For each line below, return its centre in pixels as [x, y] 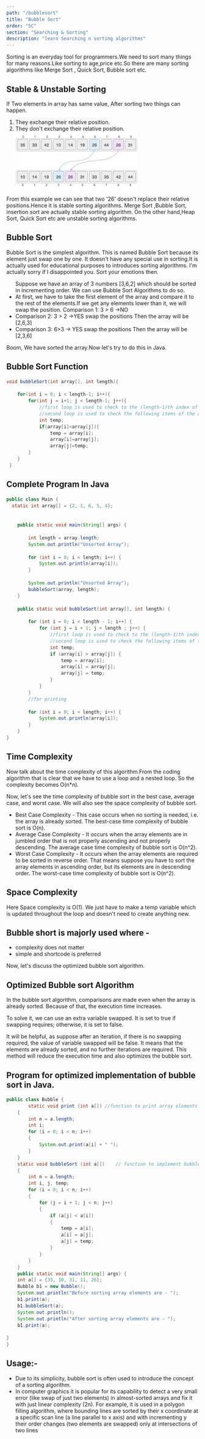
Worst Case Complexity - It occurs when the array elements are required [106, 853]
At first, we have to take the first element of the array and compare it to [104, 296]
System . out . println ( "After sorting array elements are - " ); [96, 1319]
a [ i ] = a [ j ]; [77, 1235]
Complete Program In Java [58, 484]
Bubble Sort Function [47, 367]
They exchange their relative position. [63, 122]
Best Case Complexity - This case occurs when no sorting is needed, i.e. [107, 815]
